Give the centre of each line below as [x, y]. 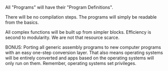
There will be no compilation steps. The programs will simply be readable [81, 17]
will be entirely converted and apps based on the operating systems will [80, 58]
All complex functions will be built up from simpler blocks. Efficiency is [78, 32]
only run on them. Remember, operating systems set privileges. [71, 63]
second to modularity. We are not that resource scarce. [62, 38]
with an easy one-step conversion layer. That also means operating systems [84, 53]
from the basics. [22, 22]
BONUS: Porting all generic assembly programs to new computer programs [83, 47]
